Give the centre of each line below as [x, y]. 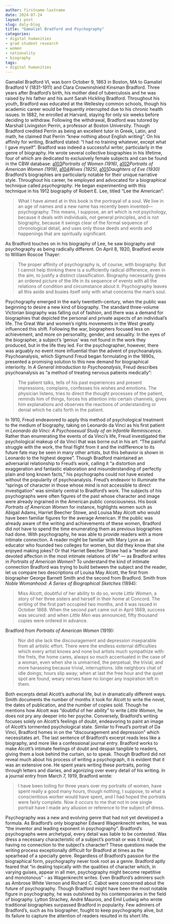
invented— [141, 206]
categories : [18, 34]
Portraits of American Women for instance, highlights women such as [79, 507]
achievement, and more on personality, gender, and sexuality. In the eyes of [85, 335]
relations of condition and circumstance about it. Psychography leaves [92, 286]
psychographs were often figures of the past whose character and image [83, 496]
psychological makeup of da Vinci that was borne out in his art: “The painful [85, 441]
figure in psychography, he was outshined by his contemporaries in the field [86, 894]
